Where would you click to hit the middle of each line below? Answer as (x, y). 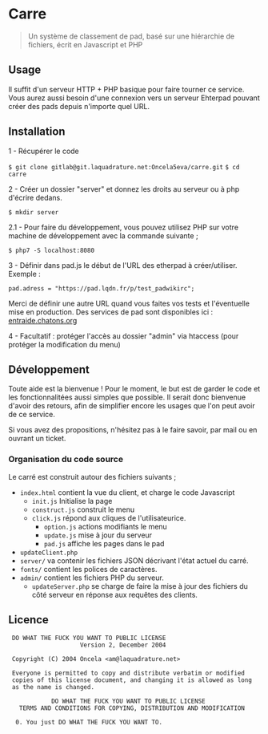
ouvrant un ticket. (37, 439)
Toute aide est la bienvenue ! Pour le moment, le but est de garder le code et (134, 389)
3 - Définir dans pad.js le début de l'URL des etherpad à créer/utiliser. (123, 265)
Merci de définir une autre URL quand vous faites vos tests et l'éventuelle (129, 303)
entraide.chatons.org (43, 320)
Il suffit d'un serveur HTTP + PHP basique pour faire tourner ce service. (126, 89)
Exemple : (25, 274)
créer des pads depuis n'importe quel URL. (79, 106)
